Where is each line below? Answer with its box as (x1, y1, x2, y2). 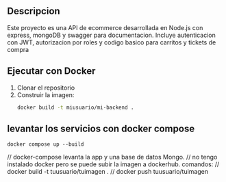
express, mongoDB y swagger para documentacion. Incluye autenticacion (7, 31, 216, 39)
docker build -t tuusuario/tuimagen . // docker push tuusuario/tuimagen (7, 168, 209, 176)
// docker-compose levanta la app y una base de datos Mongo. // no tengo (7, 153, 218, 161)
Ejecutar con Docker (7, 65, 96, 77)
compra (7, 45, 29, 53)
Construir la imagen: (16, 90, 75, 99)
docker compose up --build (7, 141, 84, 148)
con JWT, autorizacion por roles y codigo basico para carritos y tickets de (7, 38, 216, 47)
